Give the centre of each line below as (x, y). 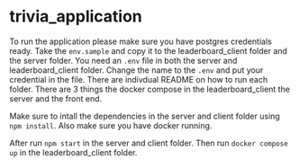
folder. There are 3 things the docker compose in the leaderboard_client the (150, 89)
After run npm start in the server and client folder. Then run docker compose (149, 143)
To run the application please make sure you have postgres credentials (140, 41)
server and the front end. (56, 98)
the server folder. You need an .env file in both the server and (123, 60)
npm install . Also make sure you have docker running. (111, 125)
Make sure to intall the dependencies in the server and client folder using (145, 116)
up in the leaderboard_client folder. (73, 152)
